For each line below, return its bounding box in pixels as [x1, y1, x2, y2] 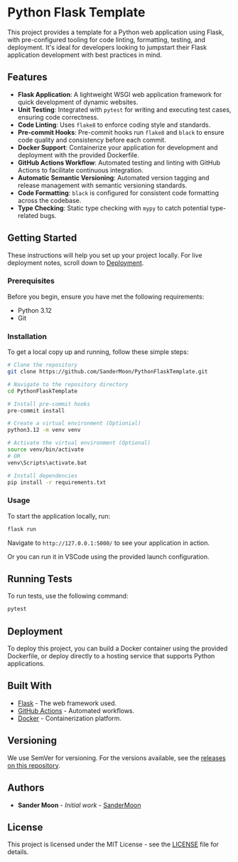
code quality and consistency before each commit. [17, 135, 167, 144]
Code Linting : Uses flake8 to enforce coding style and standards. [17, 120, 211, 129]
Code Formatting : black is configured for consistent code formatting [17, 188, 219, 197]
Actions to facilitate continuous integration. [17, 165, 144, 175]
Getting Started [7, 232, 77, 244]
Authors [7, 781, 45, 794]
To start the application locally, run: [7, 512, 111, 520]
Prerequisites [7, 276, 55, 286]
